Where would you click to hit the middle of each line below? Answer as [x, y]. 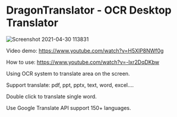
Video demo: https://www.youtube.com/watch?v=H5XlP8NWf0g [85, 50]
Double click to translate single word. [51, 96]
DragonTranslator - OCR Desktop [89, 10]
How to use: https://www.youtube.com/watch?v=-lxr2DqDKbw [83, 62]
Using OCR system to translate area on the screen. [68, 73]
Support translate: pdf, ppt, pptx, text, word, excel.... [70, 85]
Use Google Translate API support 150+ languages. [69, 108]
